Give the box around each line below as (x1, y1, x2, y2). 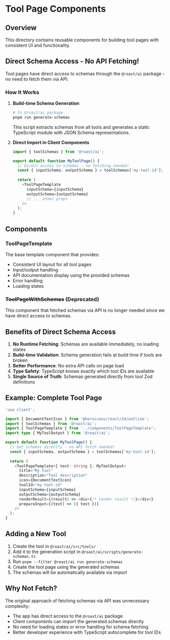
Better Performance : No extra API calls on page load (12, 363, 124, 369)
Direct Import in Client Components (12, 139, 90, 145)
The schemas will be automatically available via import (12, 569, 127, 575)
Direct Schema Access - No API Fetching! (5, 57, 139, 66)
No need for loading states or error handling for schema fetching (12, 624, 149, 630)
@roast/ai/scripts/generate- (81, 549, 144, 554)
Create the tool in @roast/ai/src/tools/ (12, 543, 96, 549)
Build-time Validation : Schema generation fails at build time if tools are (12, 352, 162, 358)
